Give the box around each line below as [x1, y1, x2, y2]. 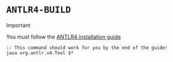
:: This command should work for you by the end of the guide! [6, 45, 168, 51]
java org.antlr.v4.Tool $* [6, 49, 74, 56]
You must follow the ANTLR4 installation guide [6, 33, 121, 40]
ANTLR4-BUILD [6, 4, 71, 15]
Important [6, 21, 31, 29]
